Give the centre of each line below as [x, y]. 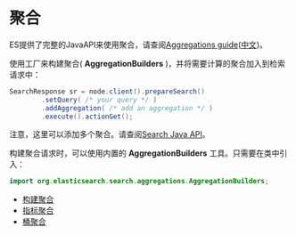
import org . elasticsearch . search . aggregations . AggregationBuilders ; [139, 182]
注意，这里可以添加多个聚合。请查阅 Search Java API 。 [110, 134]
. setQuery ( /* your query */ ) [99, 100]
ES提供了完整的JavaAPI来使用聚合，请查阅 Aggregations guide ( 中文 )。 [138, 45]
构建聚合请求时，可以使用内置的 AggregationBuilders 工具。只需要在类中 [144, 153]
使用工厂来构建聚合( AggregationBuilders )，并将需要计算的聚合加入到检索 [148, 63]
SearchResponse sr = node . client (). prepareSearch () [107, 91]
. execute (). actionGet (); [87, 117]
